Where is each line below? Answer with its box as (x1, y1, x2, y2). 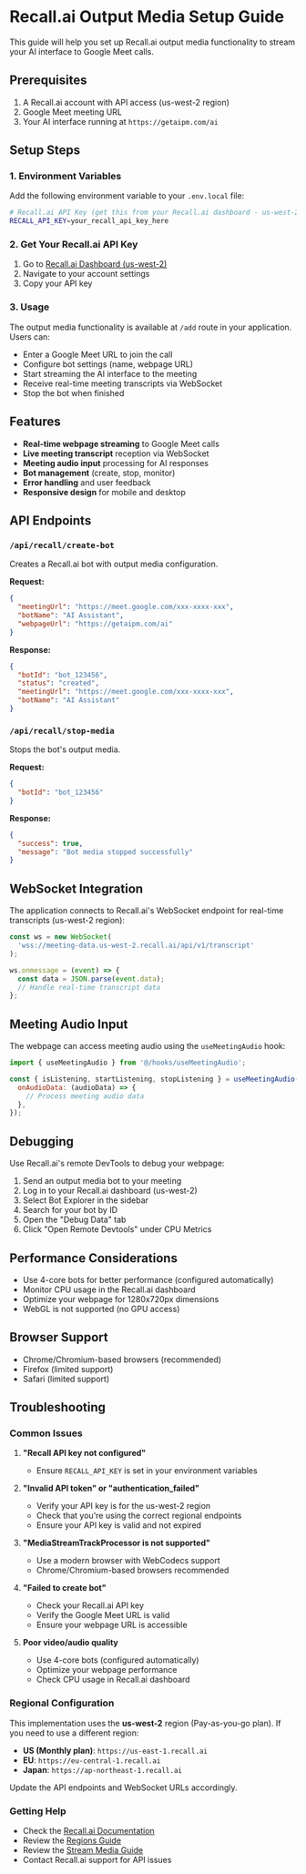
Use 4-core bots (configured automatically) (36, 1655, 199, 1665)
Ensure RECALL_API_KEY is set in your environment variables (36, 1465, 258, 1476)
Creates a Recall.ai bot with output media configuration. (9, 558, 219, 570)
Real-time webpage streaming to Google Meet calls (22, 438, 220, 449)
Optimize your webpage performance (36, 1665, 178, 1675)
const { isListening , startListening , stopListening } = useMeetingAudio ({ (9, 1074, 303, 1084)
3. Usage (9, 300, 50, 313)
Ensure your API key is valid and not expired (36, 1520, 202, 1531)
